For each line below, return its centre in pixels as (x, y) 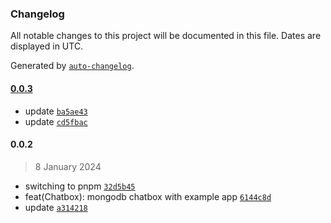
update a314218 (56, 207)
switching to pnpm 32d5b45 (80, 186)
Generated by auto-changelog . (72, 66)
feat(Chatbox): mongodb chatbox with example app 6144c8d (148, 196)
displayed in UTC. (47, 46)
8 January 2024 (68, 166)
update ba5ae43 (56, 111)
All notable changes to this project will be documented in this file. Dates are (166, 36)
